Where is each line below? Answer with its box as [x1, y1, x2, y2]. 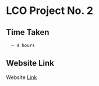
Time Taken [6, 27, 49, 37]
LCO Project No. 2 [6, 4, 93, 17]
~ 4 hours [11, 42, 35, 48]
